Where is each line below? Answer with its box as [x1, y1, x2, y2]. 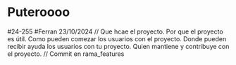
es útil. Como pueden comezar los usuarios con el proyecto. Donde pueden [7, 34, 227, 43]
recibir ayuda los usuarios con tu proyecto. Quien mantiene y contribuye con [7, 42, 230, 50]
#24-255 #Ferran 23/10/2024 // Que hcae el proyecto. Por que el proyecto [7, 27, 223, 36]
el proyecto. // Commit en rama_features [7, 50, 125, 58]
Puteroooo [7, 4, 70, 20]
